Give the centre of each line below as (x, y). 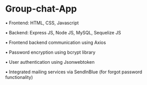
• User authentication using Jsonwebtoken (50, 62)
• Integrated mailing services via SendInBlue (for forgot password (74, 72)
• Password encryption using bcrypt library (50, 52)
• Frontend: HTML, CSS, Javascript (42, 23)
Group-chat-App (41, 9)
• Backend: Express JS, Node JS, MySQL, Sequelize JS (63, 32)
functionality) (19, 77)
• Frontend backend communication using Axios (56, 42)
